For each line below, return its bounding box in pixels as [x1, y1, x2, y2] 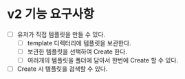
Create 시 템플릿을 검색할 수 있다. [17, 65, 108, 73]
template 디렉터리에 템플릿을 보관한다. [27, 39, 132, 47]
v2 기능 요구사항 [7, 6, 95, 22]
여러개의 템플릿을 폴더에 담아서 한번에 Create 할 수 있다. [27, 56, 179, 65]
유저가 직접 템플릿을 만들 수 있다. [17, 30, 105, 38]
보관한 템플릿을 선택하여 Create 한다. [27, 47, 127, 56]
